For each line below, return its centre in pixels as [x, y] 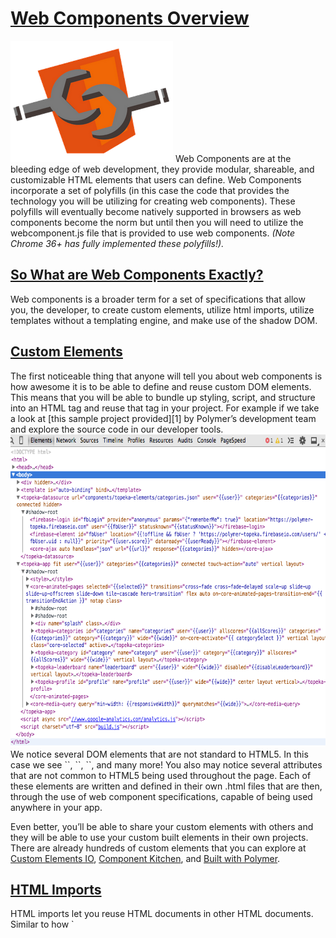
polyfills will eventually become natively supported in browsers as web [156, 211]
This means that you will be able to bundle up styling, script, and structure [163, 397]
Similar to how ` [42, 924]
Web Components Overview [130, 18]
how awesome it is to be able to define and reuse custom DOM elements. [161, 386]
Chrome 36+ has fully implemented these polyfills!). [117, 243]
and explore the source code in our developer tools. [117, 429]
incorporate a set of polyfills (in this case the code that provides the [150, 190]
